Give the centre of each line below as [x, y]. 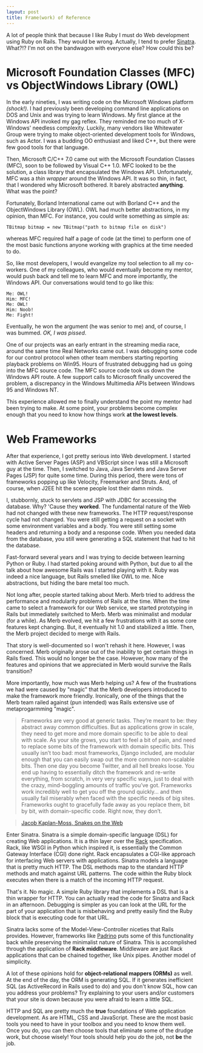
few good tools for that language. [48, 147]
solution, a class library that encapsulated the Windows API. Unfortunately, [99, 172]
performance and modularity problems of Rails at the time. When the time [98, 601]
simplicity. [19, 962]
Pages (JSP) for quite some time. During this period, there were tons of [95, 476]
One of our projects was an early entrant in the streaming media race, [93, 345]
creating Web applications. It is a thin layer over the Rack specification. [95, 841]
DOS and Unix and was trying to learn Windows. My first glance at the [94, 115]
